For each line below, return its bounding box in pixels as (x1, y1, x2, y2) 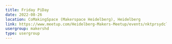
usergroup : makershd (5, 26, 50, 31)
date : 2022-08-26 (5, 12, 42, 17)
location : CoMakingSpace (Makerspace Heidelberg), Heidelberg (5, 17, 141, 22)
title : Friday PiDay (5, 7, 50, 13)
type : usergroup (5, 31, 40, 36)
